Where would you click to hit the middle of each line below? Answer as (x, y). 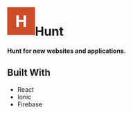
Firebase (30, 104)
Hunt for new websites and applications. (66, 51)
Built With (29, 73)
